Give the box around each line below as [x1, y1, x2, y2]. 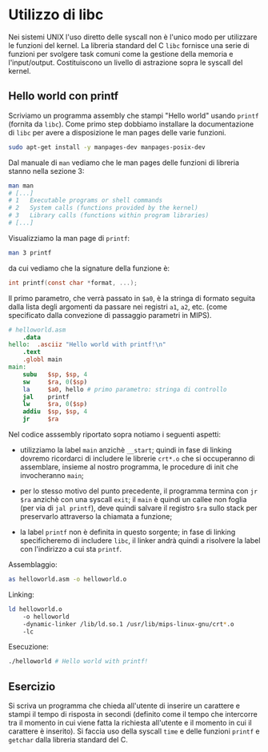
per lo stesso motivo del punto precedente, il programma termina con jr [19, 486, 258, 496]
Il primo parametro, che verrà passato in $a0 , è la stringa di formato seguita [8, 293, 256, 303]
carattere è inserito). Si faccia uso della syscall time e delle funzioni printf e [8, 726, 260, 736]
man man [8, 182, 34, 190]
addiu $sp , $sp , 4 [22, 408, 88, 416]
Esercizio [8, 679, 56, 694]
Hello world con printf [8, 90, 118, 103]
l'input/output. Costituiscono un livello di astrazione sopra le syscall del [8, 58, 243, 67]
